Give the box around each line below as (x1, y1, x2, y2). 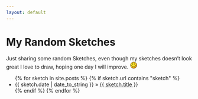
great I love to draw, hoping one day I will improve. (6, 63, 129, 70)
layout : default (6, 9, 46, 15)
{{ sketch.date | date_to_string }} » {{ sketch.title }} (14, 81, 138, 88)
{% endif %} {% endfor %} (14, 87, 80, 94)
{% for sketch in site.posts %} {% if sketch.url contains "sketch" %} (14, 74, 180, 81)
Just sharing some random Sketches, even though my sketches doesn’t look (6, 54, 192, 62)
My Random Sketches (6, 35, 116, 49)
